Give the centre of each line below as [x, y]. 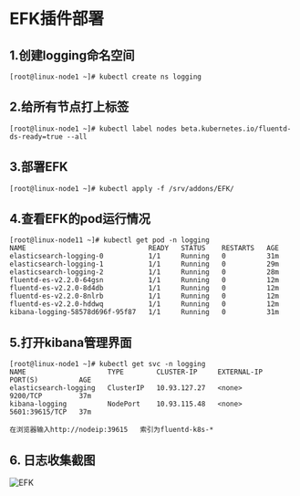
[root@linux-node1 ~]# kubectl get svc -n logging [108, 364]
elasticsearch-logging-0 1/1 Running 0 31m [145, 257]
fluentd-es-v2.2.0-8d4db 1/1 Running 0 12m [145, 289]
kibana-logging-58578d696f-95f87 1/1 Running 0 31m [145, 312]
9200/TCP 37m [51, 396]
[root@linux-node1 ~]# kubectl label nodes [93, 129]
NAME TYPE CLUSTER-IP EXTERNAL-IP [136, 372]
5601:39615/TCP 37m [51, 412]
